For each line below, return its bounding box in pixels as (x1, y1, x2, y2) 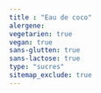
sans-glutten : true (9, 46, 81, 55)
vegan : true (9, 37, 53, 47)
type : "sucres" (9, 63, 65, 72)
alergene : (9, 21, 46, 30)
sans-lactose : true (9, 54, 81, 63)
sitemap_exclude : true (9, 71, 92, 80)
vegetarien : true (9, 29, 73, 38)
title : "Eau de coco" (9, 12, 92, 22)
